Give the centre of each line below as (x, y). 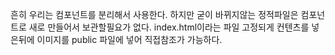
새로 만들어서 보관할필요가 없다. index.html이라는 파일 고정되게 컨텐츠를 (169, 27)
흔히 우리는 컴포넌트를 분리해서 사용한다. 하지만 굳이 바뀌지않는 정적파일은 (154, 14)
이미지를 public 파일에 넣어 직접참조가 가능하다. (129, 39)
